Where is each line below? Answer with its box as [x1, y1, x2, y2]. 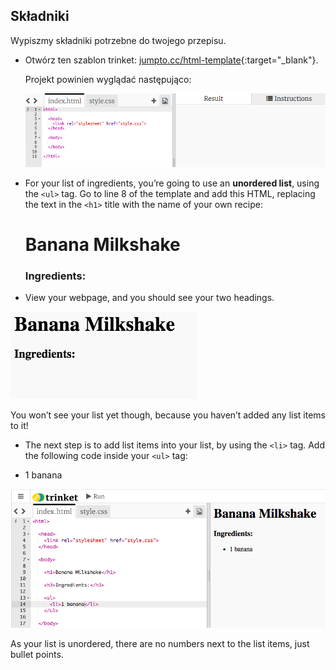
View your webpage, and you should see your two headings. [24, 292, 275, 303]
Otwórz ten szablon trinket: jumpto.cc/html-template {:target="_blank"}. [24, 54, 319, 66]
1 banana [24, 469, 63, 481]
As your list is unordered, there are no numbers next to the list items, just [10, 638, 310, 650]
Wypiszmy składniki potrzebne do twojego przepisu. [10, 34, 227, 46]
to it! [10, 420, 29, 431]
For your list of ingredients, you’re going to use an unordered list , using [24, 177, 320, 189]
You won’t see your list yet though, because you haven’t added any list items [10, 409, 326, 421]
